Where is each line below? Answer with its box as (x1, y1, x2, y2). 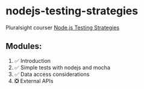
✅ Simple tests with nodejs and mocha (14, 64, 111, 71)
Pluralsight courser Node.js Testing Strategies (5, 24, 120, 31)
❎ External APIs (14, 77, 54, 84)
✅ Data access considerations (14, 70, 90, 78)
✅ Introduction (14, 57, 51, 64)
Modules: (5, 41, 42, 51)
